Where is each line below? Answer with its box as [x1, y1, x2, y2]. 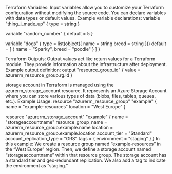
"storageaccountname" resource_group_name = [5, 119, 108, 125]
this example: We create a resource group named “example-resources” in [5, 141, 161, 147]
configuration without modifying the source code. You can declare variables [5, 10, 166, 16]
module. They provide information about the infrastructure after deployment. [5, 61, 167, 67]
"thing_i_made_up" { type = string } [5, 20, 80, 27]
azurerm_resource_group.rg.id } [5, 72, 73, 78]
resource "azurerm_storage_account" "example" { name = [5, 114, 128, 120]
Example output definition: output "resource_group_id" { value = [5, 67, 141, 73]
